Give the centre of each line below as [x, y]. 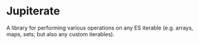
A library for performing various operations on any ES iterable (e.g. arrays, [100, 28]
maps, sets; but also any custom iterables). [61, 34]
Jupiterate [33, 11]
